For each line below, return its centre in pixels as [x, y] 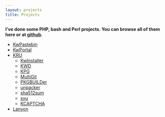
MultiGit [29, 76]
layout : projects [24, 10]
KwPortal [22, 50]
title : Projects [22, 15]
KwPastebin [25, 44]
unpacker [30, 87]
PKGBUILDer [34, 82]
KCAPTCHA [32, 103]
